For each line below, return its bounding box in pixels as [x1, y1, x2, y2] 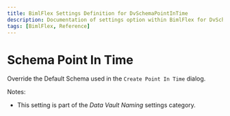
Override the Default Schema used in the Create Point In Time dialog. [7, 74, 206, 83]
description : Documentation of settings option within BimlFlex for [7, 16, 207, 23]
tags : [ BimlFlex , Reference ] [7, 23, 90, 29]
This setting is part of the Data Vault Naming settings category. [16, 101, 196, 109]
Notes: [7, 88, 26, 96]
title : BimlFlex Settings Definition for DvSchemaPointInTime [7, 10, 188, 17]
